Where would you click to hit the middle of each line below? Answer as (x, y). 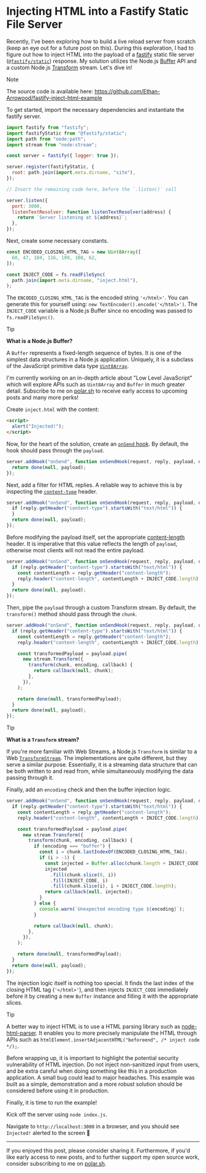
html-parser (21, 1033)
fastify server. (24, 116)
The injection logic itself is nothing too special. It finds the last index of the (100, 983)
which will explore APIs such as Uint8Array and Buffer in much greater (96, 385)
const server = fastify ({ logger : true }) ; (63, 156)
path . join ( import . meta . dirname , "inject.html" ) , (75, 280)
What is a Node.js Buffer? (40, 341)
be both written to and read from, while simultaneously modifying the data (100, 771)
